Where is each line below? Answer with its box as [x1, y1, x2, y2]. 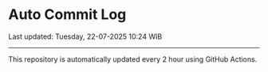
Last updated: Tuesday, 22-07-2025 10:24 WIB [8, 32, 163, 41]
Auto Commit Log [8, 6, 127, 24]
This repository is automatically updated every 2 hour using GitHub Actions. [8, 54, 258, 64]
